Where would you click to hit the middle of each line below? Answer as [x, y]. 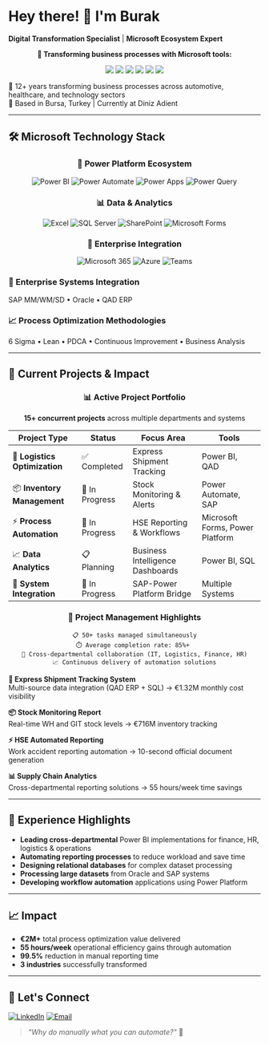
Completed [102, 466]
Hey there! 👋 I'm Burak [84, 16]
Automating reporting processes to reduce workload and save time [132, 857]
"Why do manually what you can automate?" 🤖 [106, 1032]
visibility [22, 696]
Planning [98, 567]
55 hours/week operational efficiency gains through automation [126, 948]
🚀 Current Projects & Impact [79, 374]
